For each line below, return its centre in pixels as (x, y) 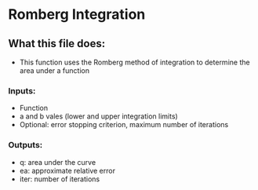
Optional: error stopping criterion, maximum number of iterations (124, 125)
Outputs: (25, 145)
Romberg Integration (77, 15)
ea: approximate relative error (67, 170)
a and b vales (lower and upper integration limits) (98, 116)
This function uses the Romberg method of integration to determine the (134, 62)
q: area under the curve (58, 162)
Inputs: (22, 90)
